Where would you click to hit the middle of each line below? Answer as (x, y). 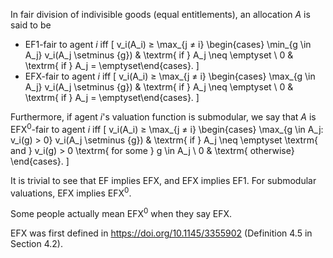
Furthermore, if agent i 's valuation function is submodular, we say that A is (163, 117)
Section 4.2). (36, 243)
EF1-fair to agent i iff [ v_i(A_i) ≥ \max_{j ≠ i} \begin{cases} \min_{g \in (168, 44)
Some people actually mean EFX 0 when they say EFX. (121, 212)
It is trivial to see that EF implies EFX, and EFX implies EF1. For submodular (163, 180)
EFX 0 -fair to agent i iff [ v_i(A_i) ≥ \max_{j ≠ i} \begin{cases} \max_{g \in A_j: (167, 128)
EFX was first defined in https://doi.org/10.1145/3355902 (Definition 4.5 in (161, 233)
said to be (31, 25)
